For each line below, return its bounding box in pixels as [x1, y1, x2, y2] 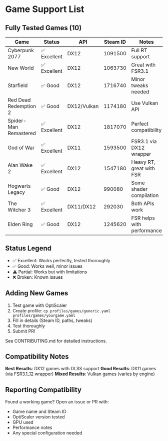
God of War [7, 144, 35, 151]
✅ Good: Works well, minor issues [12, 263, 82, 269]
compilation [131, 192, 159, 199]
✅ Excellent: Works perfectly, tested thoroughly [12, 257, 110, 263]
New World [7, 64, 34, 71]
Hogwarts [7, 182, 31, 189]
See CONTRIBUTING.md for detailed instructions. [5, 338, 107, 344]
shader [131, 186, 148, 192]
